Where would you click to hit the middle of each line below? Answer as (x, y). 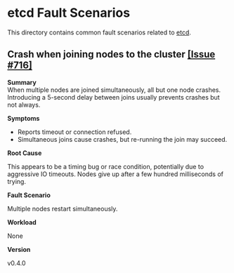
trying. (17, 181)
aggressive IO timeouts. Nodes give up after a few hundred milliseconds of (115, 174)
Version (19, 249)
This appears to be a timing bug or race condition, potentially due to (106, 166)
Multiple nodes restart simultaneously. (63, 208)
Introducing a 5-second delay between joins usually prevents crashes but (113, 97)
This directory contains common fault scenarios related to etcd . (99, 32)
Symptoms (24, 118)
